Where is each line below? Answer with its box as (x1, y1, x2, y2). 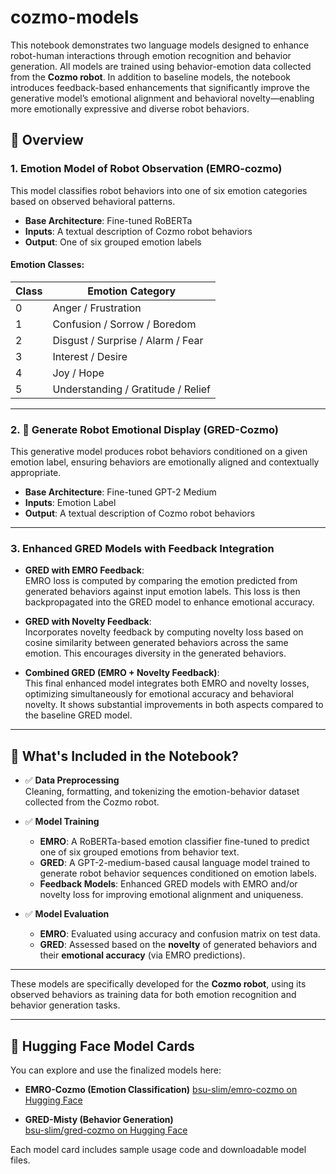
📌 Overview (10, 132, 84, 149)
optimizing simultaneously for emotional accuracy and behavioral (24, 688, 294, 700)
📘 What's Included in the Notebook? (10, 747, 240, 765)
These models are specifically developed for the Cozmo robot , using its (10, 978, 307, 990)
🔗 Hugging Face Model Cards (10, 1037, 195, 1055)
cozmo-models (10, 6, 140, 29)
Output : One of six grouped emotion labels (24, 236, 202, 248)
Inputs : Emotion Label (24, 497, 117, 509)
